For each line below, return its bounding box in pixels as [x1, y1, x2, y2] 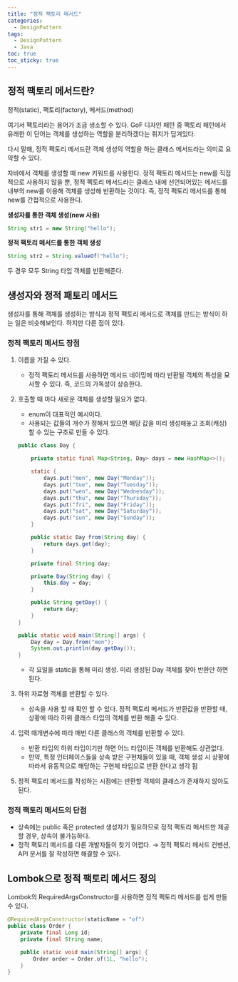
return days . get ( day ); [43, 540, 111, 548]
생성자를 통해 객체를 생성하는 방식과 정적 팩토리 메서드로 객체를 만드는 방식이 [7, 310, 221, 318]
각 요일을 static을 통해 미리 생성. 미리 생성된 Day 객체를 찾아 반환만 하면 [28, 665, 229, 674]
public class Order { [7, 923, 72, 930]
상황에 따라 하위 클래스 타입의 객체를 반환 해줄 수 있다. [28, 714, 179, 722]
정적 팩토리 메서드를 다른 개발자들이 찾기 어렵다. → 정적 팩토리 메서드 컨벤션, [17, 841, 231, 849]
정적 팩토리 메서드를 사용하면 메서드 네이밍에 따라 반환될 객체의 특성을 [28, 371, 223, 379]
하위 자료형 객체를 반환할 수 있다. [17, 690, 109, 698]
